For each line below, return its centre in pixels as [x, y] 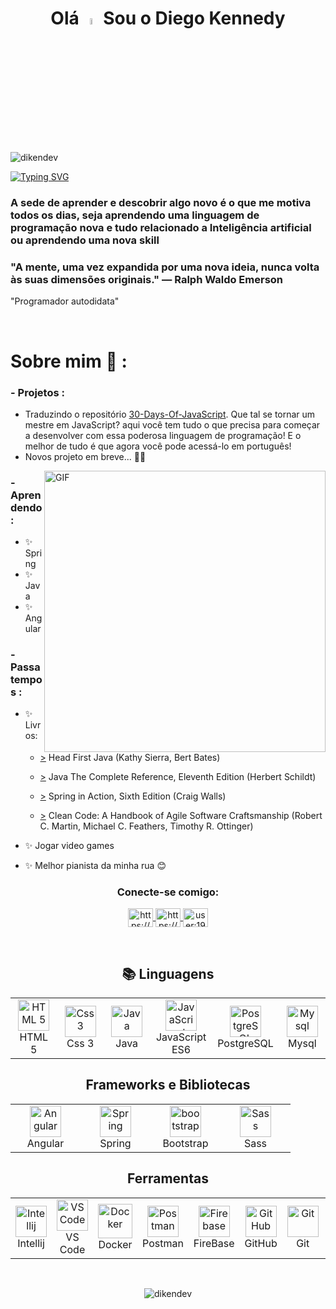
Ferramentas [168, 1178]
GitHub [261, 1243]
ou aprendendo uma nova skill [85, 240]
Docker [115, 1245]
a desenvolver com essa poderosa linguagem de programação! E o [163, 435]
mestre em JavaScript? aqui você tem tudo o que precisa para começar [172, 424]
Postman [163, 1243]
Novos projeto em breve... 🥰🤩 [85, 456]
